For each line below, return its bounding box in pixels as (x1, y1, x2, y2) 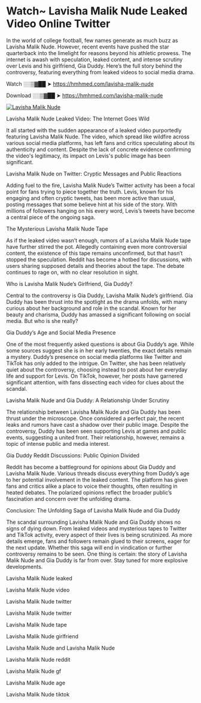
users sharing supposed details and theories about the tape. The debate (6, 262, 184, 269)
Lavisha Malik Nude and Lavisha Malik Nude (6, 644, 115, 651)
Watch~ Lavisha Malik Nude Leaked (6, 4, 188, 18)
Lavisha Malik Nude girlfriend (6, 632, 79, 639)
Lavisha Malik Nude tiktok (6, 690, 70, 698)
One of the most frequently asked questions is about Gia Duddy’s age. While (6, 340, 194, 348)
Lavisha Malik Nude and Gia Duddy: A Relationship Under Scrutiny (6, 397, 169, 404)
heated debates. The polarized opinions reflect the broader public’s (6, 488, 172, 496)
